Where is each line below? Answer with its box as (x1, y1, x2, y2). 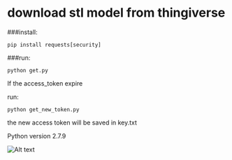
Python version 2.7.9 (7, 131, 66, 140)
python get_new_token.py (7, 106, 80, 113)
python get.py (7, 67, 49, 74)
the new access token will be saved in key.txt (7, 118, 138, 127)
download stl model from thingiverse (7, 5, 226, 21)
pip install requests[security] (7, 41, 101, 48)
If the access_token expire (7, 79, 83, 88)
